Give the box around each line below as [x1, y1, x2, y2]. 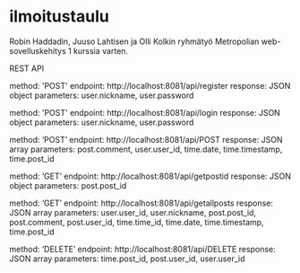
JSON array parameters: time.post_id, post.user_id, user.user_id [9, 253, 245, 264]
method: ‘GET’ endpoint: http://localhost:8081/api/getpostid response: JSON [9, 171, 292, 181]
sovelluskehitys [9, 45, 67, 56]
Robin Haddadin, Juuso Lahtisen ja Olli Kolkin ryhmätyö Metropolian [9, 36, 260, 47]
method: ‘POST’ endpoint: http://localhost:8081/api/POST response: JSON [9, 134, 284, 145]
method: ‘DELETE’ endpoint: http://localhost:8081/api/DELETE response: [9, 243, 276, 254]
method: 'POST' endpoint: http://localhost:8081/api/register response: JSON [9, 80, 291, 91]
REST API [9, 63, 45, 74]
